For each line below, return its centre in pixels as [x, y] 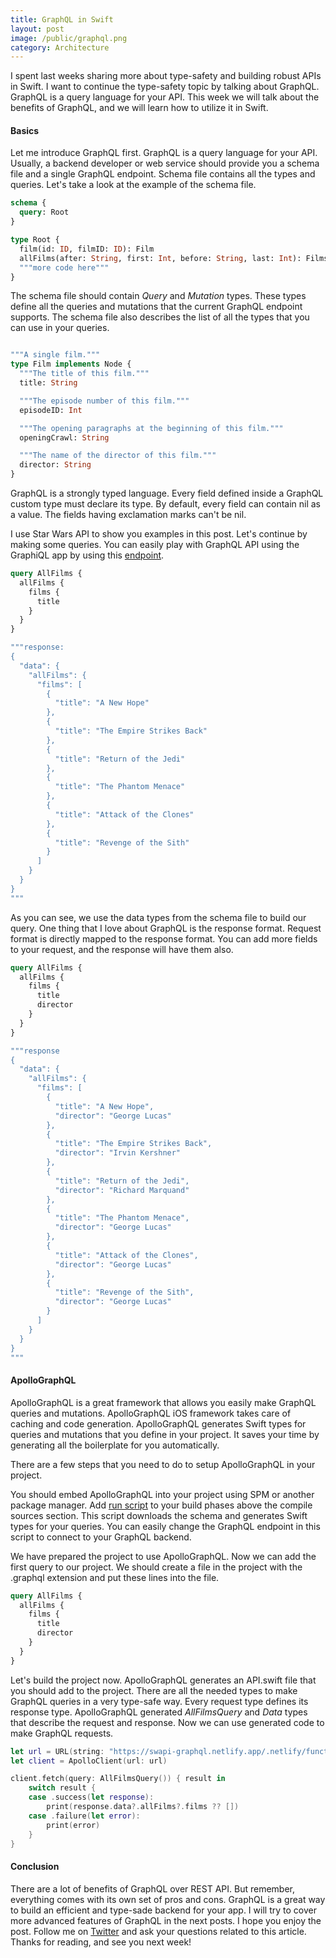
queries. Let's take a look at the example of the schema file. [133, 185]
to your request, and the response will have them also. [122, 949]
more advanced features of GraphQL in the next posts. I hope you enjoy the [166, 1920]
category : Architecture [60, 47]
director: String [55, 465]
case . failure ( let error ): [84, 1816]
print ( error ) [73, 1825]
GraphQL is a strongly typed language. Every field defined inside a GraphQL [167, 493]
